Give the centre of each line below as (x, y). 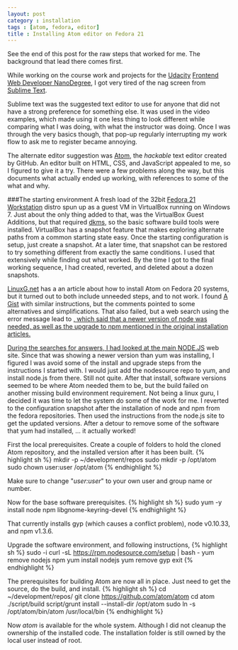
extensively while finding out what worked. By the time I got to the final (111, 260)
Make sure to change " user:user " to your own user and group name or (110, 481)
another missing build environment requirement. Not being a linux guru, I (113, 393)
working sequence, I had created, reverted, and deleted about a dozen (110, 268)
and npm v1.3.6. (30, 531)
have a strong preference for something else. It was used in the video (109, 112)
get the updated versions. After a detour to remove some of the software (113, 423)
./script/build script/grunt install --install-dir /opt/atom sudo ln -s (102, 604)
